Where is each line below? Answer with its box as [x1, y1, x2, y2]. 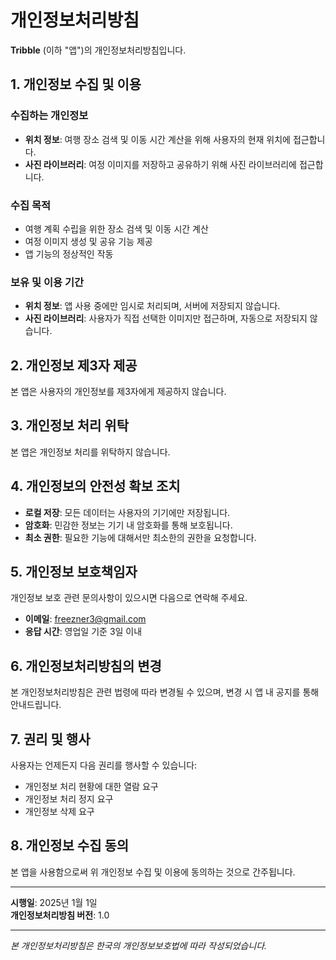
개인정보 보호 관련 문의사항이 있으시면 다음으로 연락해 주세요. [10, 592, 248, 604]
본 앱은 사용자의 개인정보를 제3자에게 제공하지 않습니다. [10, 386, 227, 398]
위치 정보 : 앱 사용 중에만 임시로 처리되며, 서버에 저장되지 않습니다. [24, 300, 281, 312]
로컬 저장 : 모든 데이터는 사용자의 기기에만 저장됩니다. [24, 506, 231, 518]
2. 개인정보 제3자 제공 [10, 357, 138, 374]
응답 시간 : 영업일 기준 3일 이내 [24, 626, 143, 638]
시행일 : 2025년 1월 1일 [10, 896, 98, 908]
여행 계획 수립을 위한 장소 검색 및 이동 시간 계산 [24, 222, 209, 235]
